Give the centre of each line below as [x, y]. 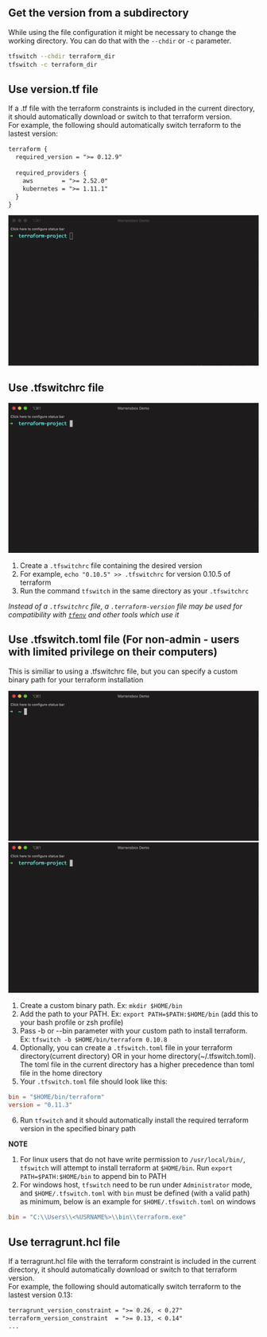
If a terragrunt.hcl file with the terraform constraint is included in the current [132, 1261]
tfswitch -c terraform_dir [53, 64]
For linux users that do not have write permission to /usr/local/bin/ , [133, 1160]
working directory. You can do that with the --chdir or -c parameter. [120, 41]
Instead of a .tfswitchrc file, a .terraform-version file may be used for [125, 606]
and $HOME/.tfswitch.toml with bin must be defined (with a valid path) [135, 1193]
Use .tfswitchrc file [56, 388]
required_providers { [51, 173]
